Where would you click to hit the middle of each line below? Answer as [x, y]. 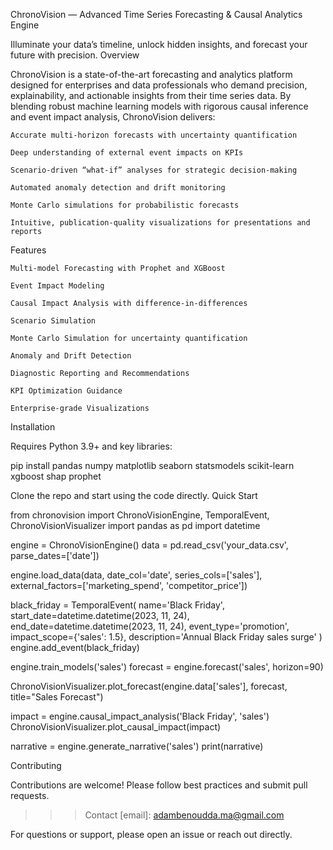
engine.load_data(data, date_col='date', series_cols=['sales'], [136, 575]
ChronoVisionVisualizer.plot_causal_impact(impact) [116, 727]
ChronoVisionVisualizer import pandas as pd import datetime [135, 525]
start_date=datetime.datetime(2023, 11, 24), [100, 615]
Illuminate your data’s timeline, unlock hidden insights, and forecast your [159, 44]
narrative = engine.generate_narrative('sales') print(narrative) [137, 746]
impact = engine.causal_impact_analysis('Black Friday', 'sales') [140, 716]
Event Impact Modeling [57, 286]
